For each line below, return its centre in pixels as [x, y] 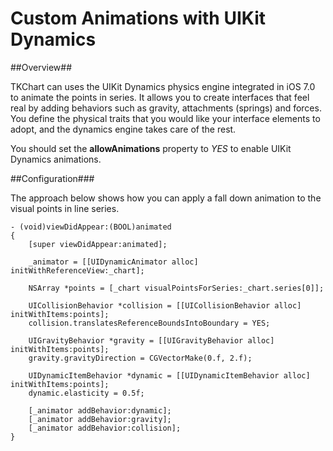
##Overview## [41, 67]
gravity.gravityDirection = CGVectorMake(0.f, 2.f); [140, 358]
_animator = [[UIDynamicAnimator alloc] [113, 262]
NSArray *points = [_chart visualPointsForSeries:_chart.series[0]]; [176, 288]
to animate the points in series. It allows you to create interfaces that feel [160, 97]
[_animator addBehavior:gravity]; [100, 419]
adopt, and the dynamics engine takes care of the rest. [123, 129]
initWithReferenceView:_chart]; [77, 270]
